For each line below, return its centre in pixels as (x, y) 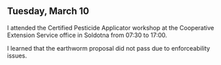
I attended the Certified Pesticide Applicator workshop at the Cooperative (110, 27)
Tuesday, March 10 (48, 11)
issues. (17, 55)
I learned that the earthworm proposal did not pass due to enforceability (109, 48)
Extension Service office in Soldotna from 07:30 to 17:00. (87, 35)
